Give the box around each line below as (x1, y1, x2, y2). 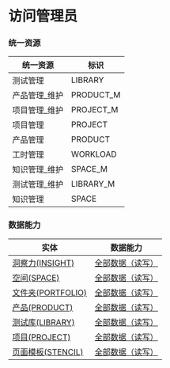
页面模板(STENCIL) (12, 346, 84, 357)
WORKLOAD (70, 149, 117, 160)
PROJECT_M (70, 104, 119, 116)
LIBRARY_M (70, 179, 115, 190)
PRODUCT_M (70, 89, 121, 101)
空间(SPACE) (12, 272, 60, 283)
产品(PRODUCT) (12, 302, 74, 313)
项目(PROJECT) (12, 332, 71, 343)
